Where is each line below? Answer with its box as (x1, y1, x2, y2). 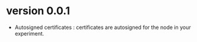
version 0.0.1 (6, 4, 70, 18)
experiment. (14, 30, 44, 37)
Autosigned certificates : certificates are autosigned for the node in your (14, 24, 191, 31)
